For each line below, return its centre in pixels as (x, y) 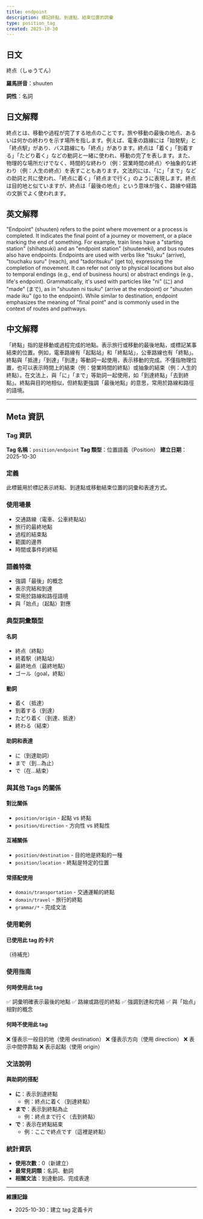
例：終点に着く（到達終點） (59, 1101)
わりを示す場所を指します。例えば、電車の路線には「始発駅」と (117, 140)
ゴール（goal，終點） (42, 674)
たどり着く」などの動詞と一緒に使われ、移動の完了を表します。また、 (106, 155)
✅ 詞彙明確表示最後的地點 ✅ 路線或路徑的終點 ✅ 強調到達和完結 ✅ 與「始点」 (101, 1002)
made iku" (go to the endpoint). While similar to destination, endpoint (92, 296)
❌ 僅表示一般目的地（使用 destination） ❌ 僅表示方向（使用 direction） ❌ (97, 1039)
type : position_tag (31, 23)
